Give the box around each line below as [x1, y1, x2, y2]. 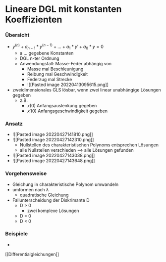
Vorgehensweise [5, 170, 47, 177]
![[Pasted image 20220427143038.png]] [12, 152, 95, 159]
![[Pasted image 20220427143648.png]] [12, 158, 95, 164]
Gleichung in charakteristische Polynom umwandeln [12, 181, 119, 187]
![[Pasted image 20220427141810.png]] [12, 131, 93, 137]
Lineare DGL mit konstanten [5, 3, 122, 15]
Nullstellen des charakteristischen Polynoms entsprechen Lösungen [19, 142, 159, 148]
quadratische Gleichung [19, 192, 69, 198]
